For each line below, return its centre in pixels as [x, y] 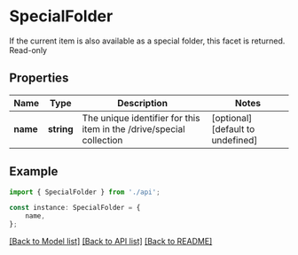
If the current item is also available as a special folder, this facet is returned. [147, 41]
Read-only [28, 50]
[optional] [232, 118]
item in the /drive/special [133, 128]
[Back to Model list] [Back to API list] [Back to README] [111, 242]
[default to [233, 128]
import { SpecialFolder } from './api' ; [85, 192]
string [60, 128]
